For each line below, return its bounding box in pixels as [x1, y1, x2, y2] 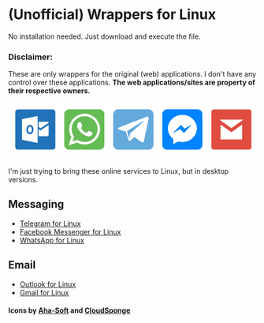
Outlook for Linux [19, 279, 76, 289]
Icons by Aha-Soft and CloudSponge [8, 306, 131, 315]
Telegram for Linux [19, 219, 81, 228]
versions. [8, 175, 38, 185]
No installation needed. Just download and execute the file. [8, 32, 201, 41]
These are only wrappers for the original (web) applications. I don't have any [8, 69, 257, 79]
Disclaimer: [8, 51, 54, 62]
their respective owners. [8, 86, 91, 96]
